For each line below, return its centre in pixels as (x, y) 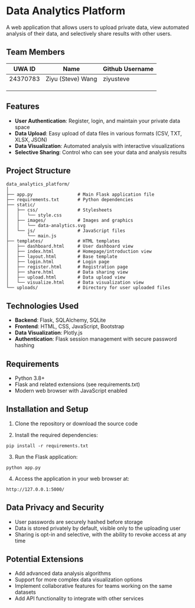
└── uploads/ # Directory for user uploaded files (88, 288)
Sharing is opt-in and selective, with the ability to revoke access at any (100, 534)
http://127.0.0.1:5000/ (35, 489)
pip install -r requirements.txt (47, 446)
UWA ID (25, 69)
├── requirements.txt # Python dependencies (70, 200)
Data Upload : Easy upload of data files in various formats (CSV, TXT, (98, 133)
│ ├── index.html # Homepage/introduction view (79, 252)
